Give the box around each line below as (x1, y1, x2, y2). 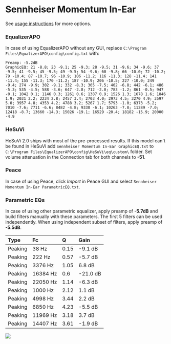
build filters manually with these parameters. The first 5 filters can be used (5, 213, 163, 220)
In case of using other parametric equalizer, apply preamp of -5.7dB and (5, 208, 158, 214)
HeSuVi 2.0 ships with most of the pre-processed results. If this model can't (5, 137, 165, 144)
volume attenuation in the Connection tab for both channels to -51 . (5, 154, 146, 160)
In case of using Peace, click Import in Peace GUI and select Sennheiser (5, 178, 157, 184)
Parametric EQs (5, 196, 45, 203)
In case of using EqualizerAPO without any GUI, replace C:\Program (5, 45, 147, 51)
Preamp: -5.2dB (5, 60, 38, 66)
